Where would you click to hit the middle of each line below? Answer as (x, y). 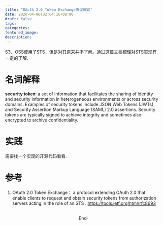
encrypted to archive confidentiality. (42, 120)
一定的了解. (17, 58)
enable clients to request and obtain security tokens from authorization (84, 198)
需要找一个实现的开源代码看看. (36, 156)
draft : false (18, 19)
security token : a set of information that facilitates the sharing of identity (79, 94)
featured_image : (22, 33)
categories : (17, 28)
